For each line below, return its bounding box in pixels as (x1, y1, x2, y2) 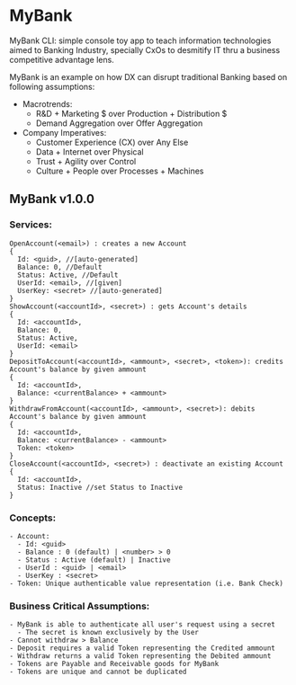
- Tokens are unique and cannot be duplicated (9, 667, 187, 677)
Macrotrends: (22, 98, 73, 109)
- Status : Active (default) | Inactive (17, 555, 171, 565)
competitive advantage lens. (9, 54, 114, 65)
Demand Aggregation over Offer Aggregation (35, 118, 203, 129)
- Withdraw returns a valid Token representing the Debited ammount (9, 652, 272, 661)
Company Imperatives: (22, 127, 107, 138)
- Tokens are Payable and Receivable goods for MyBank (9, 660, 220, 669)
